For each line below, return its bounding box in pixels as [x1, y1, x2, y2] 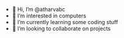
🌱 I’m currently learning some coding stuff [12, 19, 119, 25]
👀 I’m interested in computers [12, 12, 87, 19]
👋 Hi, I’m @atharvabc [12, 6, 65, 13]
